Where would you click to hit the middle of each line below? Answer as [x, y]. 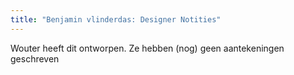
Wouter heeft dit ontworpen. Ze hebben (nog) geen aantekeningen [147, 48]
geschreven [35, 58]
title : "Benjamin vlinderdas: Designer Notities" [116, 19]
